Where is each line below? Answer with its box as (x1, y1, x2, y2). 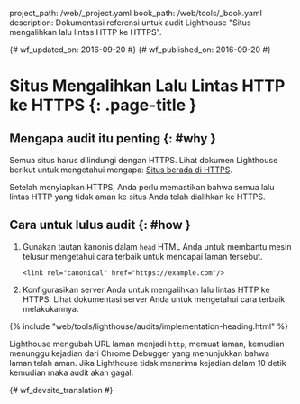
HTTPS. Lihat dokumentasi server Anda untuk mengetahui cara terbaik (22, 293, 286, 305)
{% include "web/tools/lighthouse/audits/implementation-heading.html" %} (9, 320, 289, 332)
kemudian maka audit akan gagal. (9, 367, 134, 378)
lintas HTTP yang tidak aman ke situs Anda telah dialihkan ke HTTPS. (9, 191, 266, 202)
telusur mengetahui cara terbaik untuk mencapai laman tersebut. (22, 251, 263, 262)
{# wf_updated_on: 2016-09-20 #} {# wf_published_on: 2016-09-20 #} (9, 44, 272, 55)
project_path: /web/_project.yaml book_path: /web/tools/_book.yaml (9, 8, 263, 18)
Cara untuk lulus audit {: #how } (9, 217, 192, 233)
